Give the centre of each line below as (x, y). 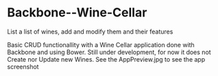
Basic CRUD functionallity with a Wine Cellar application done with (101, 45)
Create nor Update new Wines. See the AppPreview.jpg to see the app (106, 59)
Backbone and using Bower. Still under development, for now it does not (109, 52)
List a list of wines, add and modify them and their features (90, 31)
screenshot (23, 66)
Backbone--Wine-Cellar (77, 13)
